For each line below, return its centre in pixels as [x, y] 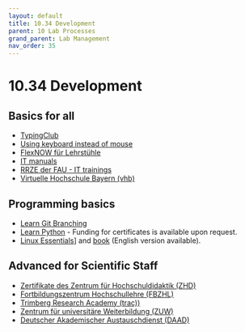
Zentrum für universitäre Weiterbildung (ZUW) [97, 311]
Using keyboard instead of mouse [76, 144]
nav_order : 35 [32, 46]
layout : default [36, 16]
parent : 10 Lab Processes [52, 31]
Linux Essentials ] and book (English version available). [110, 240]
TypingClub [39, 135]
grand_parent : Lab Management [59, 38]
